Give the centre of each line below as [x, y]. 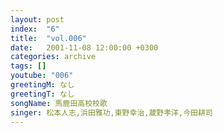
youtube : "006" [42, 76]
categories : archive [53, 57]
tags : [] [28, 66]
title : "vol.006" [48, 38]
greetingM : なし [42, 85]
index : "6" [35, 29]
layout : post [37, 19]
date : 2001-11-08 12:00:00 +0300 [84, 47]
